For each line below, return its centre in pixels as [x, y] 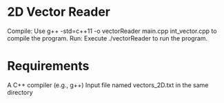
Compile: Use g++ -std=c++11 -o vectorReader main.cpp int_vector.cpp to [112, 31]
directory [20, 92]
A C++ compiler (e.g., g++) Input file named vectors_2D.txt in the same [108, 85]
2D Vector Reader [59, 12]
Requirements [48, 66]
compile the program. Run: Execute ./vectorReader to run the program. [108, 38]
